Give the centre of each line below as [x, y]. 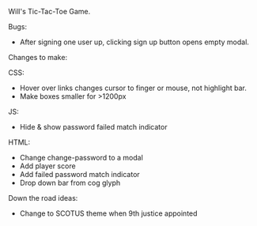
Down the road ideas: [43, 198]
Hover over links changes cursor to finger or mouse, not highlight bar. [133, 88]
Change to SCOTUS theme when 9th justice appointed [108, 213]
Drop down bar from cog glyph [70, 183]
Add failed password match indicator [79, 174]
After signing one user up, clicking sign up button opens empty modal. [134, 42]
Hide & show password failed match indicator [93, 127]
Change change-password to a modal [81, 158]
